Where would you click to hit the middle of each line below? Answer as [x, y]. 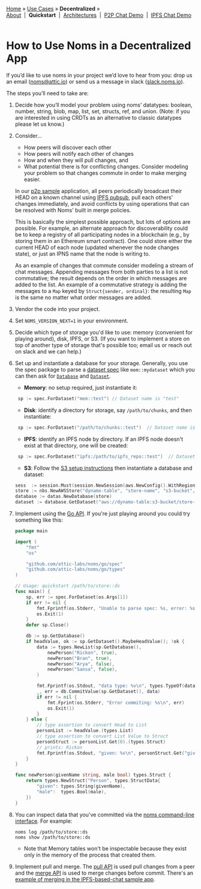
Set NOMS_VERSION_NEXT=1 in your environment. [72, 321]
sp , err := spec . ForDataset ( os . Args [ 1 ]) [77, 597]
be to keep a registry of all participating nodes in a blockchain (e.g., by [102, 235]
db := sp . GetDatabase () [55, 636]
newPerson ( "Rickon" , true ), [82, 653]
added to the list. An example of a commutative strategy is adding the [101, 285]
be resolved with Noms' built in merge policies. [73, 210]
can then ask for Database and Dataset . [63, 376]
